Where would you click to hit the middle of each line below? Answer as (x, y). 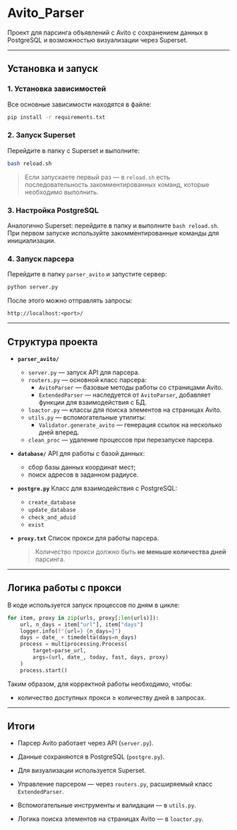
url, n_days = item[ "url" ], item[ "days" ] (81, 624)
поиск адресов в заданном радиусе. (83, 475)
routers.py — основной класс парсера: (87, 379)
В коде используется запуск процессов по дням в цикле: (93, 605)
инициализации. (32, 240)
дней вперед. (59, 432)
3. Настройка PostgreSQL (53, 210)
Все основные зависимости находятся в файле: (79, 104)
